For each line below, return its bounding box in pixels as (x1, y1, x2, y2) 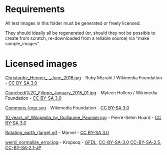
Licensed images (5, 58, 77, 70)
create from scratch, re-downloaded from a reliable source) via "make (5, 35, 149, 41)
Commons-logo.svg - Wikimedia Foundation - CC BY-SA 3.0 (5, 104, 129, 111)
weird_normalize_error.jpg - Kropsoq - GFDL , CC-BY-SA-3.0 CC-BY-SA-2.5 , (5, 139, 161, 145)
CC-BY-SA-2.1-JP (5, 144, 41, 150)
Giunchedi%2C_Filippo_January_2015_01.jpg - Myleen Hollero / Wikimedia (5, 89, 157, 96)
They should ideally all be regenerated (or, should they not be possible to (5, 30, 156, 36)
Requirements (5, 4, 65, 15)
